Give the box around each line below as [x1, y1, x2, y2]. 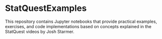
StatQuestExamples [5, 3, 87, 14]
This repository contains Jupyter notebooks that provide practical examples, [5, 19, 157, 24]
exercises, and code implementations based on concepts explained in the [5, 23, 152, 29]
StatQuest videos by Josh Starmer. [5, 29, 74, 34]
